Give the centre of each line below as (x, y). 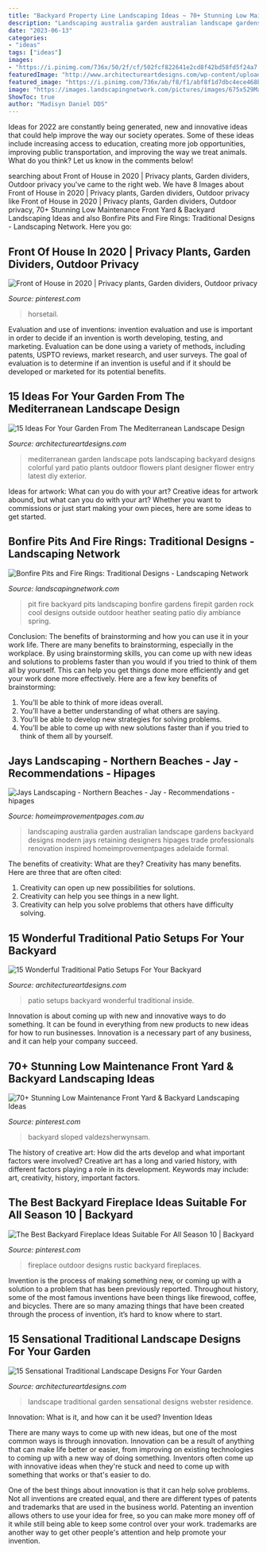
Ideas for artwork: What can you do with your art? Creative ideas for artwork (133, 491)
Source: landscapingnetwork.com (64, 588)
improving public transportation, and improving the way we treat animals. (128, 153)
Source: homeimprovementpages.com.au (76, 816)
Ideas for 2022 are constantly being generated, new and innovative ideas (128, 127)
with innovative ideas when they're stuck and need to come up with (119, 1466)
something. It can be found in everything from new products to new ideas (128, 1024)
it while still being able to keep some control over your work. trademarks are (133, 1523)
